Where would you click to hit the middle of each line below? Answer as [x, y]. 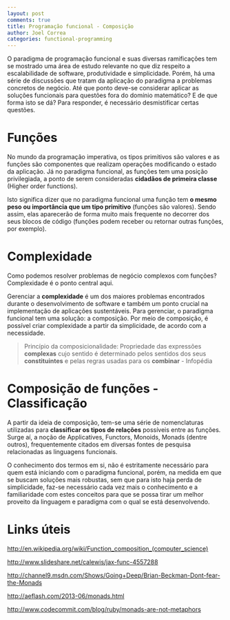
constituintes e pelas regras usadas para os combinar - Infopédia [118, 361]
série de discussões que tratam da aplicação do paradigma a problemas [109, 81]
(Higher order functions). [42, 186]
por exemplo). [27, 229]
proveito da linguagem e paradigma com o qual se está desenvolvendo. [108, 502]
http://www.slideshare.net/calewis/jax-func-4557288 [83, 561]
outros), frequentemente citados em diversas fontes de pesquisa [99, 444]
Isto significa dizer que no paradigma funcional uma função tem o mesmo [112, 200]
